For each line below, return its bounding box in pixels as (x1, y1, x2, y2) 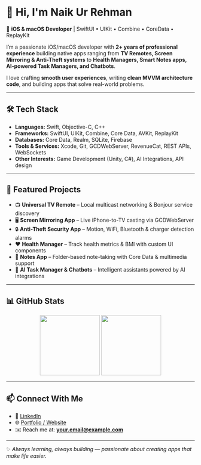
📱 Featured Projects (6, 184, 81, 195)
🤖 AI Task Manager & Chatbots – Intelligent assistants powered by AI (14, 266, 185, 273)
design (14, 162, 32, 169)
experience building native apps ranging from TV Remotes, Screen (6, 49, 173, 56)
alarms (14, 234, 32, 241)
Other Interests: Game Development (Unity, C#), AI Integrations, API (14, 155, 184, 162)
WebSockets (14, 148, 47, 156)
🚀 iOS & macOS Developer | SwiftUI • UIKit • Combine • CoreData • (6, 25, 174, 32)
